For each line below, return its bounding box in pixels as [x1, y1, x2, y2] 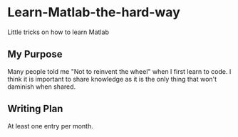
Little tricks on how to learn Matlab [7, 28, 109, 36]
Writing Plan [7, 103, 63, 115]
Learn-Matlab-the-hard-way [7, 4, 180, 21]
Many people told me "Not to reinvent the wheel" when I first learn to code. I [7, 67, 232, 75]
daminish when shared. [7, 82, 76, 91]
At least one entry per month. [7, 121, 94, 130]
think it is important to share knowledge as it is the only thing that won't [7, 75, 217, 83]
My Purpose [7, 48, 63, 60]
